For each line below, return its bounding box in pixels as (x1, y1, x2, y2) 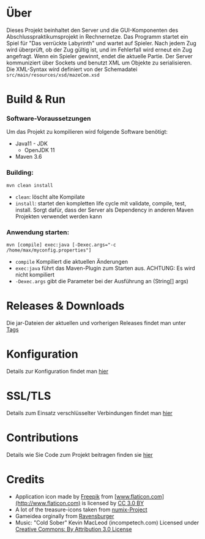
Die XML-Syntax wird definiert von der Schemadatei (6, 65, 138, 73)
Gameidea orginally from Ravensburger (15, 512, 114, 519)
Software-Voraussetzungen (6, 114, 91, 123)
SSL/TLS (6, 389, 51, 403)
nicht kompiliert (15, 271, 55, 278)
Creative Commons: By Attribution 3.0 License (15, 525, 132, 533)
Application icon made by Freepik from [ (15, 492, 117, 500)
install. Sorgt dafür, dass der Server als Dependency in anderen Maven (15, 206, 194, 213)
